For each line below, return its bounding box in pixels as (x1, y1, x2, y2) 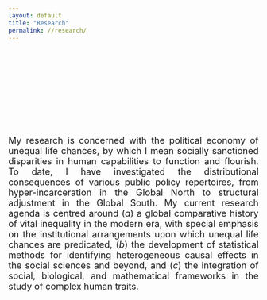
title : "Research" (8, 19, 69, 27)
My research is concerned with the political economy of (8, 135, 259, 147)
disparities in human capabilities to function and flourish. (8, 156, 259, 167)
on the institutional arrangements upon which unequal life (8, 229, 259, 240)
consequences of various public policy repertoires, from (8, 176, 259, 188)
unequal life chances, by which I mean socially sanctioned (8, 145, 259, 157)
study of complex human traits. (8, 281, 139, 292)
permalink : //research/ (8, 26, 87, 34)
